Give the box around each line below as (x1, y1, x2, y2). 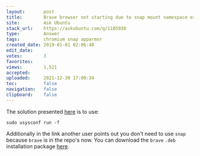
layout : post (6, 8, 55, 15)
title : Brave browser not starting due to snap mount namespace (6, 14, 187, 20)
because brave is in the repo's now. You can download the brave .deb (6, 136, 176, 143)
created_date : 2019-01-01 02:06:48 (6, 42, 95, 48)
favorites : (6, 58, 33, 64)
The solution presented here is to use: (6, 108, 99, 115)
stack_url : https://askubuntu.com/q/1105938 (6, 25, 127, 32)
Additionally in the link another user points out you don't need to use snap (6, 130, 186, 137)
